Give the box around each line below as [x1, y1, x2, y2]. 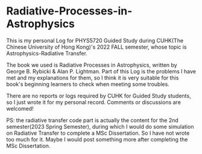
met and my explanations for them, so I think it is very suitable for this [6, 74, 179, 81]
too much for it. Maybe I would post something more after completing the [6, 135, 188, 143]
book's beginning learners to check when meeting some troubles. [6, 80, 170, 88]
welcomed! [6, 105, 34, 112]
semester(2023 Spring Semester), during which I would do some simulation [6, 123, 194, 130]
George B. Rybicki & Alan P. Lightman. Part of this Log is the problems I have [6, 67, 196, 75]
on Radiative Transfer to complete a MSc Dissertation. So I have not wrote [6, 129, 190, 137]
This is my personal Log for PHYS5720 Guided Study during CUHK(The [6, 37, 184, 44]
